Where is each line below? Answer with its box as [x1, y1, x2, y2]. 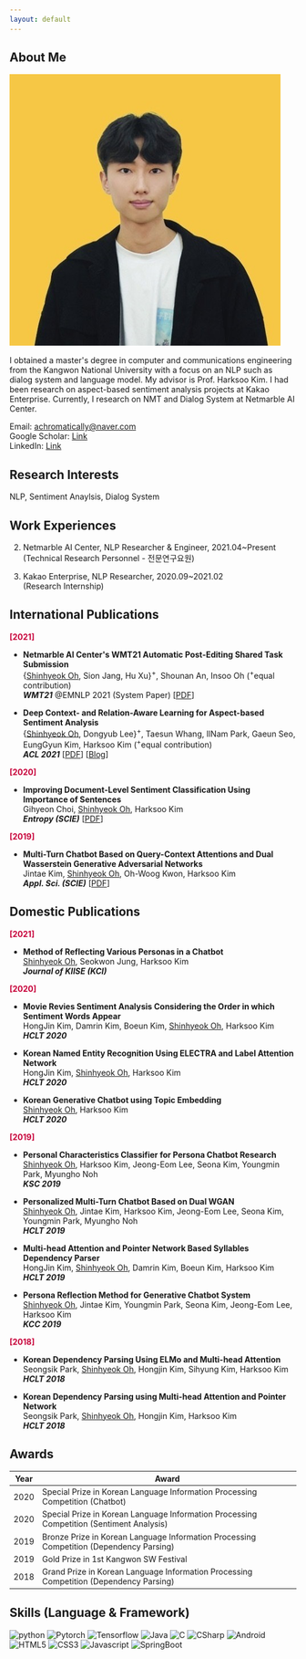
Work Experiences [9, 517, 117, 533]
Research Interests [9, 466, 119, 483]
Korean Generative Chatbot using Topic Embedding [22, 1094, 222, 1105]
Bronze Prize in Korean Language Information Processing [42, 1531, 257, 1542]
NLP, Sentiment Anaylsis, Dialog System [9, 491, 160, 502]
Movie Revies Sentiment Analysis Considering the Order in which [22, 1000, 275, 1012]
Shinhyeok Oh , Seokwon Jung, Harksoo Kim [22, 955, 189, 966]
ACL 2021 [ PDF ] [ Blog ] [22, 748, 109, 759]
